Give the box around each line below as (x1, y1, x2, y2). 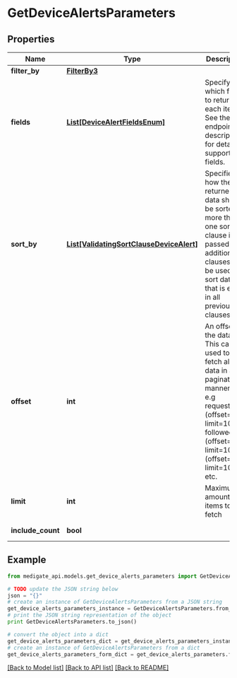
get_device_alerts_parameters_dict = (7, 638, 119, 645)
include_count (11, 525, 60, 535)
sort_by (11, 239, 37, 249)
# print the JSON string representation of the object (7, 612, 172, 619)
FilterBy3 (66, 66, 99, 76)
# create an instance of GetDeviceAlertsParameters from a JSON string (7, 599, 222, 606)
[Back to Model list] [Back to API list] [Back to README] (7, 663, 169, 672)
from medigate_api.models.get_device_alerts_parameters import (7, 573, 197, 580)
